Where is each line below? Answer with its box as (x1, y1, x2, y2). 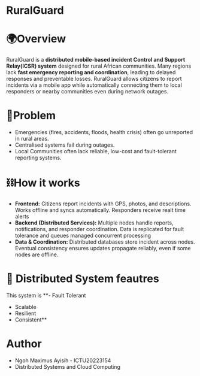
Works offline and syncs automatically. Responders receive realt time (14, 207, 186, 213)
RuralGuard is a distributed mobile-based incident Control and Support (6, 56, 186, 63)
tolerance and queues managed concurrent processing (14, 232, 151, 239)
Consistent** (14, 316, 47, 323)
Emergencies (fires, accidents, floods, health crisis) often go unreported (14, 129, 193, 136)
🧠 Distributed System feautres (6, 272, 160, 286)
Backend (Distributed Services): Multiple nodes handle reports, (14, 219, 174, 226)
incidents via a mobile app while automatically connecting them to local (6, 81, 183, 89)
